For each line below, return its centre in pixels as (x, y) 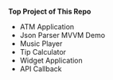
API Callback (41, 69)
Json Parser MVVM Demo (62, 35)
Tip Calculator (43, 52)
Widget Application (51, 60)
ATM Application (47, 27)
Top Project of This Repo (50, 11)
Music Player (41, 44)
